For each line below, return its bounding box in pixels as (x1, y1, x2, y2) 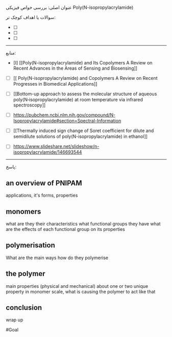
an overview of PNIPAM (6, 179, 82, 187)
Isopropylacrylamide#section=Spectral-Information (13, 118, 121, 124)
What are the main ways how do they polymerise (6, 255, 109, 261)
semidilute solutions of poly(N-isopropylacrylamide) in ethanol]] (13, 133, 148, 140)
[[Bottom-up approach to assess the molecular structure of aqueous (13, 91, 157, 97)
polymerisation (6, 241, 55, 250)
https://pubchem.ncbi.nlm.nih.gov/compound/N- (13, 112, 116, 118)
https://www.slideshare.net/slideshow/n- (13, 143, 100, 150)
